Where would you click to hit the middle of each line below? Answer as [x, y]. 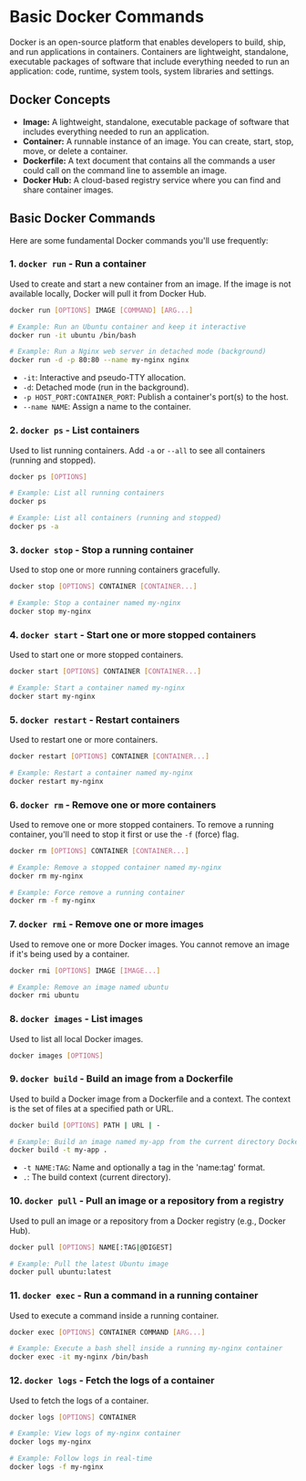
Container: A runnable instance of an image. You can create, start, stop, [158, 141]
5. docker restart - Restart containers [95, 720]
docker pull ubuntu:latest [61, 1272]
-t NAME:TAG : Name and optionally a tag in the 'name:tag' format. [144, 1168]
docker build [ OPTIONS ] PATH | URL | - [85, 1125]
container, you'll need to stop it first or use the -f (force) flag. [124, 834]
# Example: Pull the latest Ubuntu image [89, 1264]
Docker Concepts [60, 100]
